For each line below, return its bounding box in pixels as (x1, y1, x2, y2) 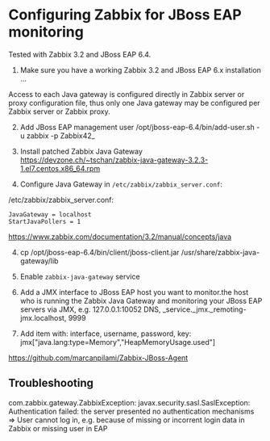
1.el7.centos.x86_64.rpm (19, 163, 101, 173)
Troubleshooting (8, 376, 94, 390)
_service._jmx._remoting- (162, 304, 247, 314)
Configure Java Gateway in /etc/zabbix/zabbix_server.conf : (19, 179, 223, 189)
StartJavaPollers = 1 (8, 217, 81, 225)
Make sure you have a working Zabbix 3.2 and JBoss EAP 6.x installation (19, 65, 262, 74)
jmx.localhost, (19, 313, 67, 322)
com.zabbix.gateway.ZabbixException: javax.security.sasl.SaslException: (8, 397, 251, 407)
